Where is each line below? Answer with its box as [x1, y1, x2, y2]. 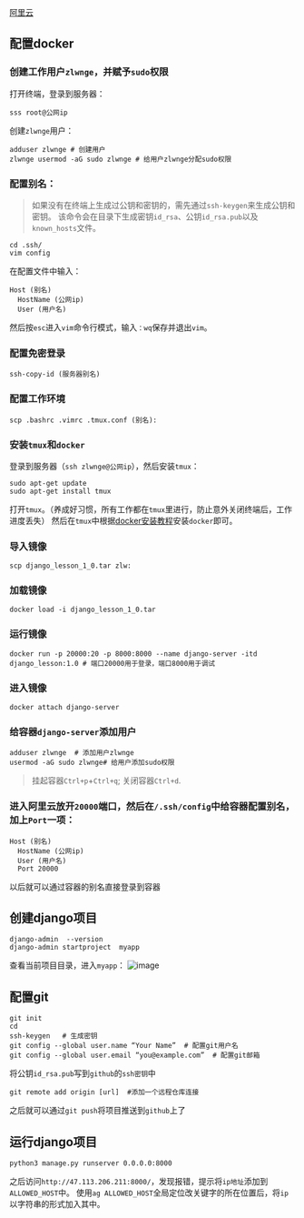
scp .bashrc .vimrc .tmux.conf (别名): [9, 416, 158, 425]
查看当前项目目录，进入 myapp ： [9, 960, 125, 971]
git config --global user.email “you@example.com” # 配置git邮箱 [9, 1051, 260, 1061]
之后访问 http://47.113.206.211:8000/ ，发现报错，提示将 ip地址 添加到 [9, 1176, 269, 1187]
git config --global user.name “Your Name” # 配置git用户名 [9, 1042, 239, 1051]
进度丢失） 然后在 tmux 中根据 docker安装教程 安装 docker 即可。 [9, 515, 238, 526]
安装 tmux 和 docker [9, 438, 85, 451]
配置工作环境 [9, 393, 66, 406]
